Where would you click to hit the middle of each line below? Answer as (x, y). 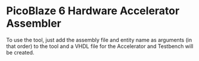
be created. (20, 52)
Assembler (34, 23)
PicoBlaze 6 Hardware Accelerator (93, 11)
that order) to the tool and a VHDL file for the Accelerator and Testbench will (100, 46)
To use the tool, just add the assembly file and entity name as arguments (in (99, 40)
